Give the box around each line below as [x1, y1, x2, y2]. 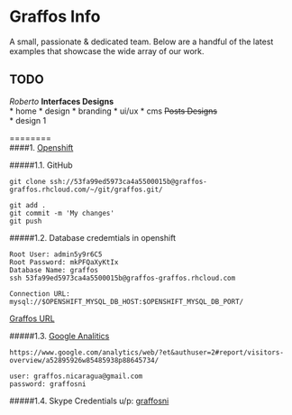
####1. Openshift [9, 142, 74, 152]
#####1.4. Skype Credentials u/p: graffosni [9, 395, 169, 406]
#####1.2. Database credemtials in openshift [9, 232, 177, 243]
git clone [9, 177, 47, 186]
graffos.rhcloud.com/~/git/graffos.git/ [9, 185, 164, 194]
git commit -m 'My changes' [9, 208, 115, 217]
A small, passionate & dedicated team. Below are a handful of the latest [9, 36, 274, 47]
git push [9, 217, 42, 226]
